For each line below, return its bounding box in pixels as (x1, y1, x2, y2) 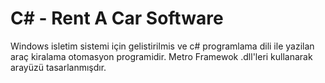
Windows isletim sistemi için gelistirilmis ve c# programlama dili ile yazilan (10, 40, 315, 52)
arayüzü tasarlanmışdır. (10, 61, 107, 73)
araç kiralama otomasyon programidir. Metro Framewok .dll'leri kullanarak (10, 50, 313, 62)
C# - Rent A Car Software (10, 7, 224, 30)
